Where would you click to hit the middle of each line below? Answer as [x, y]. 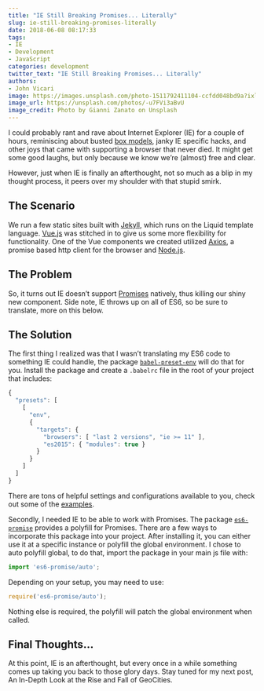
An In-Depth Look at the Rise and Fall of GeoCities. [90, 680]
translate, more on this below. [56, 310]
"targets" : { [58, 430]
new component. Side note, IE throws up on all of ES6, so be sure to [118, 302]
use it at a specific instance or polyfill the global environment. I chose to [125, 544]
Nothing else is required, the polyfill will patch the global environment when [130, 611]
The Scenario [42, 206]
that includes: [30, 378]
